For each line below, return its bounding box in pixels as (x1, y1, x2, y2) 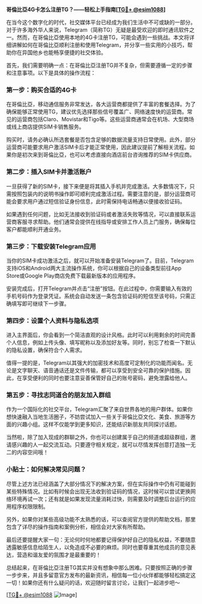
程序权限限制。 (11, 503, 49, 510)
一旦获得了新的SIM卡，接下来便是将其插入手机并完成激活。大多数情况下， (6, 182, 190, 189)
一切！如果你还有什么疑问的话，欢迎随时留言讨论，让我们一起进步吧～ (6, 579, 180, 586)
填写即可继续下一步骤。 (11, 300, 70, 307)
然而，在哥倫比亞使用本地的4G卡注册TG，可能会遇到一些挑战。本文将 (16, 34, 189, 41)
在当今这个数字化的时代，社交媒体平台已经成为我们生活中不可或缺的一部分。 (6, 19, 196, 26)
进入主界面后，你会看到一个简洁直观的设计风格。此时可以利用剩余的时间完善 (6, 331, 196, 339)
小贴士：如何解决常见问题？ (6, 465, 87, 474)
